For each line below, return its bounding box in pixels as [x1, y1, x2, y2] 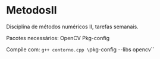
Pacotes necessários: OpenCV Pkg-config [6, 34, 110, 41]
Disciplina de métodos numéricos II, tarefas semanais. [6, 23, 139, 30]
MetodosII [6, 4, 58, 17]
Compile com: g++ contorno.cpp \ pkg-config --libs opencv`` [6, 45, 155, 53]
